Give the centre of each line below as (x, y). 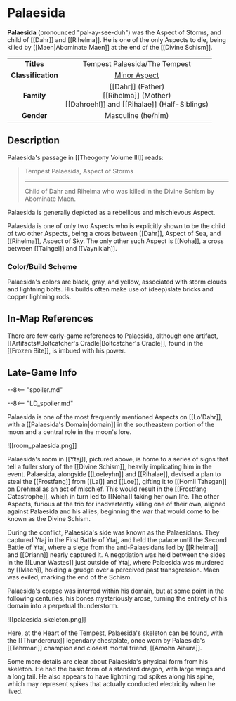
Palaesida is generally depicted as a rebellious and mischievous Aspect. (111, 212)
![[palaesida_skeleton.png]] (47, 619)
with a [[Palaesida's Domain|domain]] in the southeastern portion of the (111, 424)
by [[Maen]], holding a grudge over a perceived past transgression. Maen (113, 570)
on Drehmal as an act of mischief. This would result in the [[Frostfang (107, 489)
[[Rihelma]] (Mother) (137, 95)
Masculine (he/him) (137, 115)
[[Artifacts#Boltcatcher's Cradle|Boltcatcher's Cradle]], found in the (105, 343)
